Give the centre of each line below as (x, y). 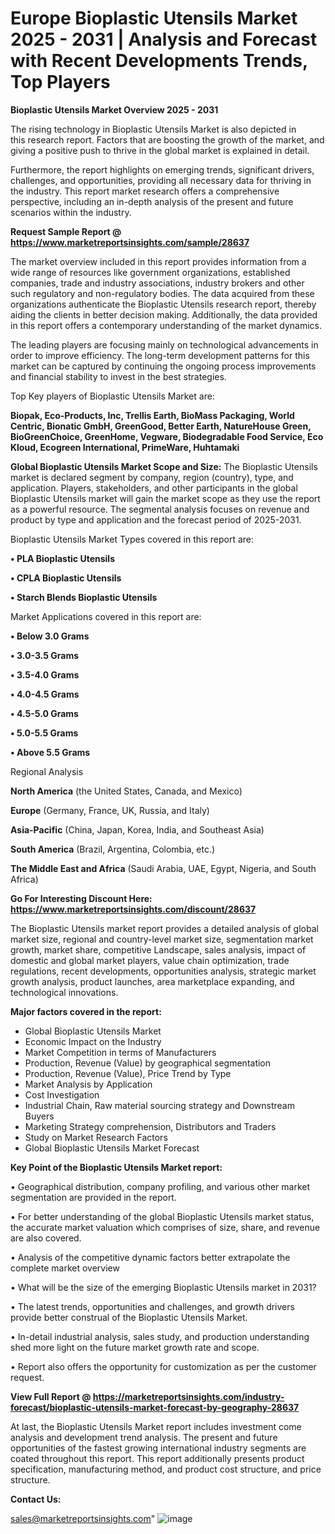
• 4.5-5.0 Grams (44, 713)
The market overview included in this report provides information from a (158, 261)
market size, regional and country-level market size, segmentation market (162, 939)
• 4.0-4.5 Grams (45, 694)
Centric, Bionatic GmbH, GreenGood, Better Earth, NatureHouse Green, (161, 426)
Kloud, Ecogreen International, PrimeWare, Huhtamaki (125, 447)
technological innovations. (64, 992)
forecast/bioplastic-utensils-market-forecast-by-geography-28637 (155, 1407)
